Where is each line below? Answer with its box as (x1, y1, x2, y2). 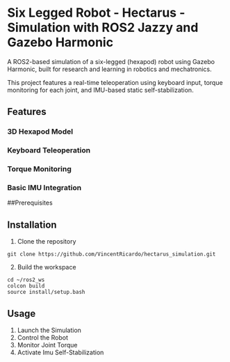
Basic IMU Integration (7, 183, 82, 193)
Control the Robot (17, 333, 68, 342)
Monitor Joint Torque (17, 341, 78, 349)
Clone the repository (17, 237, 76, 246)
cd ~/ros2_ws (7, 276, 45, 283)
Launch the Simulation (17, 326, 82, 335)
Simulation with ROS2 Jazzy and (7, 19, 199, 36)
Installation (7, 219, 57, 230)
